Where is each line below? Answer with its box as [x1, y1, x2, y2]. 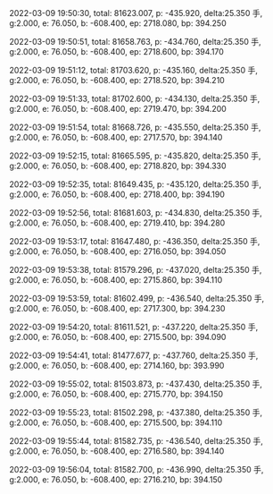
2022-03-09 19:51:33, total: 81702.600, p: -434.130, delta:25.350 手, [9, 93, 261, 104]
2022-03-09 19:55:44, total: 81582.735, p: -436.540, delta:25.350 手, [9, 436, 263, 446]
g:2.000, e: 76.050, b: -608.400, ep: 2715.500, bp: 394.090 [9, 332, 227, 342]
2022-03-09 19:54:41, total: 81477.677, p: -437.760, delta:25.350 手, [9, 350, 259, 361]
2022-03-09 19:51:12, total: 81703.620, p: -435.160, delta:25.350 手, [9, 65, 259, 75]
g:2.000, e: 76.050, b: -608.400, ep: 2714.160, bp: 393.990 [9, 361, 225, 370]
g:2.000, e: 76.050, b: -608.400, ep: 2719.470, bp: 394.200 [9, 104, 227, 114]
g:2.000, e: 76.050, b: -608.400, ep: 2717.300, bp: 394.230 [9, 303, 226, 313]
